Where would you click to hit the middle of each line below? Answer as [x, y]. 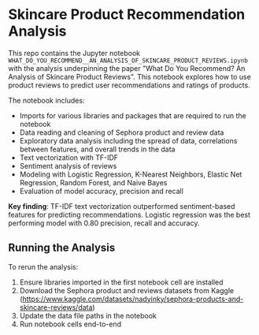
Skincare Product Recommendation [127, 15]
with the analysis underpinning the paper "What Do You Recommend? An [127, 68]
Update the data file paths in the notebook [88, 315]
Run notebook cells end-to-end [70, 324]
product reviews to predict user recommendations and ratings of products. [129, 85]
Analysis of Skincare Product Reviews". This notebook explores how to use [130, 76]
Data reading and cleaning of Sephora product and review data [122, 132]
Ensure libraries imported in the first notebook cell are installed [121, 282]
